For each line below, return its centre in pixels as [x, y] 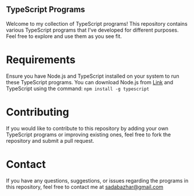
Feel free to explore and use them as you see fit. [64, 36]
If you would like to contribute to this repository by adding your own [87, 128]
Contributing [38, 112]
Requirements [41, 60]
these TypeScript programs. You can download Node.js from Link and [90, 82]
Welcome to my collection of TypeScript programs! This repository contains [97, 23]
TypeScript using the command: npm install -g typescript [78, 88]
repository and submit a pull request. [50, 140]
